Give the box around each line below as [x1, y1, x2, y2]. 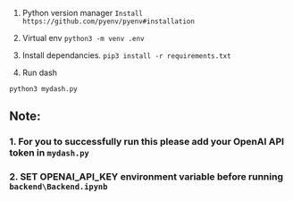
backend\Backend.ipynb [9, 182, 108, 192]
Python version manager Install [21, 8, 144, 18]
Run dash [21, 67, 58, 78]
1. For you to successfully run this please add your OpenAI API [9, 136, 284, 148]
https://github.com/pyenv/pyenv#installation [21, 17, 195, 26]
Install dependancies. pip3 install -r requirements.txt [21, 50, 231, 61]
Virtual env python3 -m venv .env [21, 33, 145, 43]
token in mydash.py [9, 147, 89, 159]
